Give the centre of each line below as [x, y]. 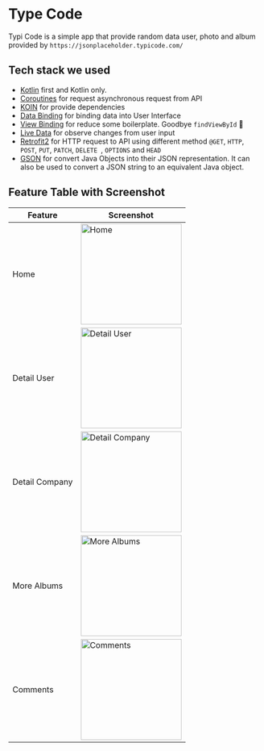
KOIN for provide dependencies [72, 106]
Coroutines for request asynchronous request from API [111, 98]
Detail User [33, 378]
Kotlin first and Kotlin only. [63, 90]
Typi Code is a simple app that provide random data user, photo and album [132, 36]
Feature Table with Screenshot [87, 192]
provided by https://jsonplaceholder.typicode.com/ [96, 44]
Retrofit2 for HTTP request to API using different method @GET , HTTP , [132, 141]
